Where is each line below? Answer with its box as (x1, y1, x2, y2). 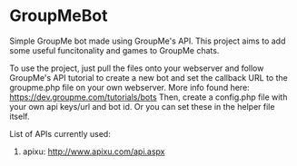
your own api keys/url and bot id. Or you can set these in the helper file (9, 101, 275, 112)
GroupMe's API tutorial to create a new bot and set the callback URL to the (9, 72, 288, 83)
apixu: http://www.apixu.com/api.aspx (22, 146, 165, 157)
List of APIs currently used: (9, 128, 111, 139)
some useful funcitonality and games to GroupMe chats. (9, 44, 220, 55)
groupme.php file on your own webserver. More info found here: (9, 82, 250, 93)
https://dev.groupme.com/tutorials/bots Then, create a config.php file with (9, 92, 288, 103)
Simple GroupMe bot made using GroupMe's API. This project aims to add (9, 35, 286, 46)
